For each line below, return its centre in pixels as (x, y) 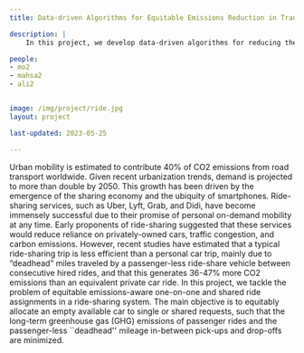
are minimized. (37, 339)
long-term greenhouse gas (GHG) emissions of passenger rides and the (143, 320)
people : (24, 59)
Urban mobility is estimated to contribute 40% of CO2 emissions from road (149, 167)
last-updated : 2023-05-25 (58, 133)
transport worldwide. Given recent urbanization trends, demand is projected (151, 176)
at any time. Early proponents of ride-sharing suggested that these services (151, 224)
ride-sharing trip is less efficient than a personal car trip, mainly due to (141, 253)
